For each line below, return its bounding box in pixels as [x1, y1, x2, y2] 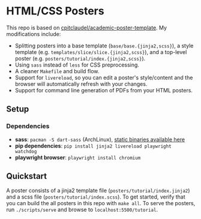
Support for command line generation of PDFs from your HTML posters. [14, 86, 193, 94]
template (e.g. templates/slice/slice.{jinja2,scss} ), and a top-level [14, 48, 187, 55]
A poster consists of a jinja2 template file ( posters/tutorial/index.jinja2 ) [6, 187, 190, 194]
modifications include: [6, 30, 61, 37]
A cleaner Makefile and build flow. [14, 67, 100, 74]
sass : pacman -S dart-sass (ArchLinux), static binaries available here [14, 136, 185, 143]
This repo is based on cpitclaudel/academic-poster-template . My [6, 24, 167, 31]
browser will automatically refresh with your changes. [14, 80, 148, 88]
